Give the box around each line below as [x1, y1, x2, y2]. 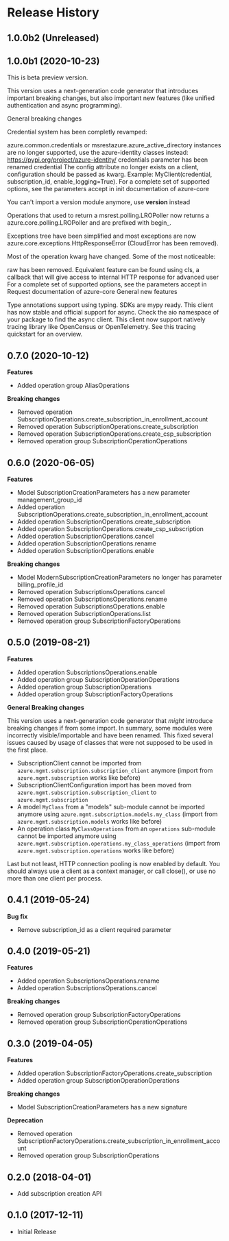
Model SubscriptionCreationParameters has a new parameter [16, 489, 191, 497]
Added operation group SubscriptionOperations [16, 683, 152, 691]
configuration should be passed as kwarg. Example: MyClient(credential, [7, 170, 213, 179]
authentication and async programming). [7, 101, 122, 110]
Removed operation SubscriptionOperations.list [16, 610, 151, 618]
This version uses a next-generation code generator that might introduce [7, 716, 213, 724]
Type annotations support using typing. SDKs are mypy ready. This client [7, 301, 214, 309]
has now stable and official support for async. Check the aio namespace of [7, 308, 219, 317]
